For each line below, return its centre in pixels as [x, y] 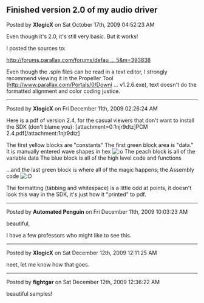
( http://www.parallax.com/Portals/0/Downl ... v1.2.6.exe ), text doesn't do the [102, 84]
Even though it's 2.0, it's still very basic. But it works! [72, 36]
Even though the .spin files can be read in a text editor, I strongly [87, 72]
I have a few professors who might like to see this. [69, 235]
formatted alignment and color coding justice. [63, 91]
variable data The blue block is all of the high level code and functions [94, 158]
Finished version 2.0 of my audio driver [82, 10]
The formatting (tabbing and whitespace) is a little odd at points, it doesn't [99, 188]
